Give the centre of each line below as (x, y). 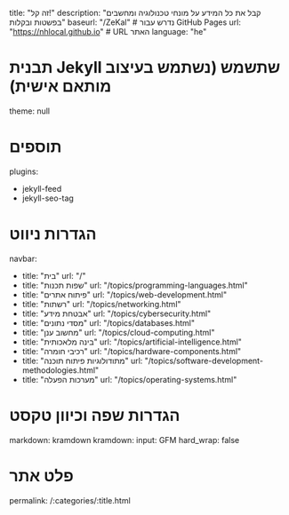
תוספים (36, 147)
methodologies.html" (60, 370)
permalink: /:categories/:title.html (70, 500)
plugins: (24, 171)
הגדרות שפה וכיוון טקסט (95, 416)
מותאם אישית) (60, 87)
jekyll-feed (42, 188)
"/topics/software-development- (204, 360)
